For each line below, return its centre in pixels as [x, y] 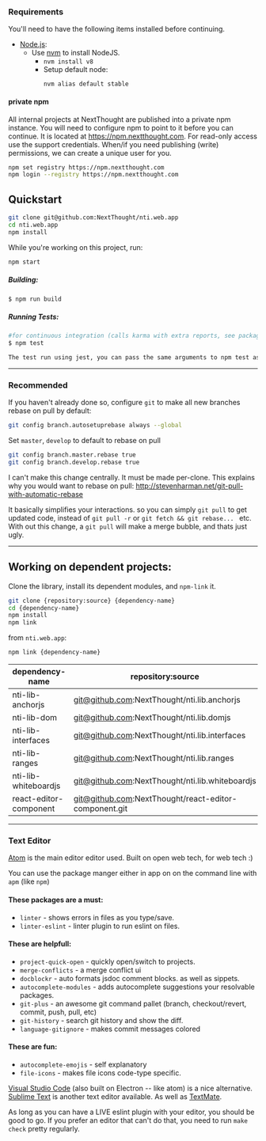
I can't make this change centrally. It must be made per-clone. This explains [132, 477]
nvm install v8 [68, 62]
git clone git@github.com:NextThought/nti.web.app [93, 218]
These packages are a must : [56, 900]
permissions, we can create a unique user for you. [90, 153]
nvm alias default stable [86, 84]
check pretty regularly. [44, 1129]
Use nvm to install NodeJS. [76, 53]
